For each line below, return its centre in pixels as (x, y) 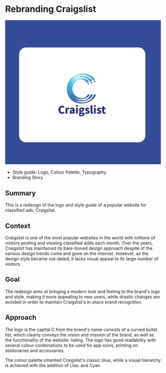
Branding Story (28, 178)
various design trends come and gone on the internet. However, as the (77, 254)
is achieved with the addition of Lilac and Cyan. (53, 365)
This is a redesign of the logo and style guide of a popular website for (76, 205)
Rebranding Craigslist (51, 9)
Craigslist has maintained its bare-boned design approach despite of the (79, 248)
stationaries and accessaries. (35, 350)
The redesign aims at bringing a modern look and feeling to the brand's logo (83, 291)
